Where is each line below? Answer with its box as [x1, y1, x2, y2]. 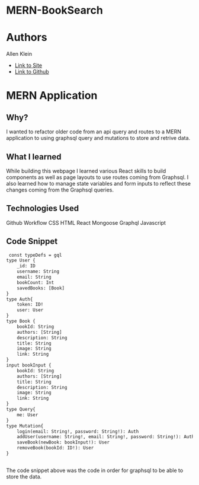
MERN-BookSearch [6, 4, 104, 17]
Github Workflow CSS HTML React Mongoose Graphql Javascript [6, 219, 166, 226]
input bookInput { [6, 362, 52, 368]
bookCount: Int [17, 279, 54, 285]
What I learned [6, 152, 62, 162]
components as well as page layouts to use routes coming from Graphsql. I [6, 173, 189, 181]
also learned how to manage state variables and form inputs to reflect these [6, 180, 191, 187]
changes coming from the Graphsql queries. [6, 186, 114, 193]
